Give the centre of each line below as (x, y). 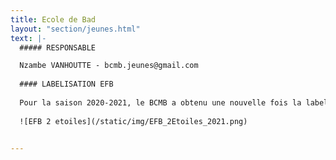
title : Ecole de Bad (53, 19)
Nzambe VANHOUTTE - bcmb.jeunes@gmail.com (109, 66)
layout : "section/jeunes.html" (75, 29)
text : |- (28, 38)
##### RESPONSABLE (58, 47)
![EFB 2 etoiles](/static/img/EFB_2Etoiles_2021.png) (133, 121)
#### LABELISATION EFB (66, 84)
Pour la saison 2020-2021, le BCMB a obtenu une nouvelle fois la (160, 102)
